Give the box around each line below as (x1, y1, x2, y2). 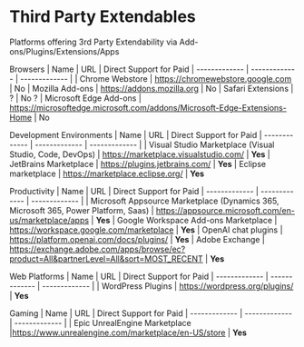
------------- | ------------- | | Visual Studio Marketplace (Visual (34, 139, 275, 150)
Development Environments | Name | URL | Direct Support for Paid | (9, 129, 262, 140)
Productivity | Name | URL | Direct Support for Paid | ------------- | (9, 185, 259, 196)
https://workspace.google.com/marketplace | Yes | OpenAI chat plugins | (9, 224, 283, 235)
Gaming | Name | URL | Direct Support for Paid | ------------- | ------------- (9, 307, 293, 319)
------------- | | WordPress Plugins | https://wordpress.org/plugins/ (42, 280, 294, 292)
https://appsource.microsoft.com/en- (155, 204, 295, 215)
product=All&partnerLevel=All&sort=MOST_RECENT (9, 253, 204, 264)
